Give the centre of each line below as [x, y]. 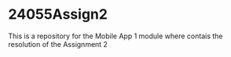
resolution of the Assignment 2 [58, 44]
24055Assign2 [58, 14]
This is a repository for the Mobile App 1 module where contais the [115, 36]
